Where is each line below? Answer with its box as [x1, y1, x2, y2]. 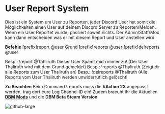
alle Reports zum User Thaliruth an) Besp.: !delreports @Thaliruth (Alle [5, 69, 148, 75]
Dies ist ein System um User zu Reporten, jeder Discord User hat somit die [5, 19, 156, 25]
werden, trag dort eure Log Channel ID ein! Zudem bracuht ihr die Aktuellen [5, 89, 158, 95]
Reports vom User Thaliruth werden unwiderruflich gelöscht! [5, 74, 128, 80]
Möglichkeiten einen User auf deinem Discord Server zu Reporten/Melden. [5, 24, 156, 30]
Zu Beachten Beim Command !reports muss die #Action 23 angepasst [5, 83, 148, 89]
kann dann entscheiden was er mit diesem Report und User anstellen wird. [5, 35, 156, 40]
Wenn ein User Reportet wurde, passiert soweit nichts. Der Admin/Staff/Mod [5, 29, 160, 35]
